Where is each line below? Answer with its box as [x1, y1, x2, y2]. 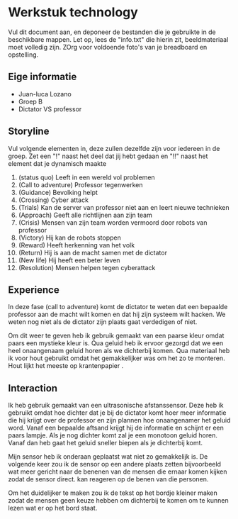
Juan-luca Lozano [18, 89, 72, 98]
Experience [8, 284, 59, 296]
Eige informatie [8, 71, 77, 83]
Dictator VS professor [18, 104, 82, 113]
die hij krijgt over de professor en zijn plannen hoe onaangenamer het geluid [8, 416, 231, 425]
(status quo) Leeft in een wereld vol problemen [18, 173, 155, 182]
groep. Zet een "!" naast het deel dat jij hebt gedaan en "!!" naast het [8, 152, 208, 160]
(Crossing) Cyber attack [18, 196, 89, 204]
